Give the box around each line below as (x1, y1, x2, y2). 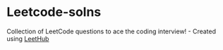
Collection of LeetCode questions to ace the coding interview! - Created (6, 27, 217, 35)
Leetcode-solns (6, 4, 102, 20)
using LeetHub (6, 34, 49, 42)
